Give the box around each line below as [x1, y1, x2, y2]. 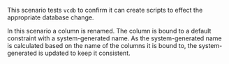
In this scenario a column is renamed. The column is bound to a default [7, 27, 212, 35]
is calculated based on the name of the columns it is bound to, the [7, 42, 198, 49]
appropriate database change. [7, 13, 94, 22]
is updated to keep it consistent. [38, 49, 131, 57]
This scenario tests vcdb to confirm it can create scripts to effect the [7, 6, 203, 14]
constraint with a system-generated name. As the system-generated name [7, 34, 222, 42]
